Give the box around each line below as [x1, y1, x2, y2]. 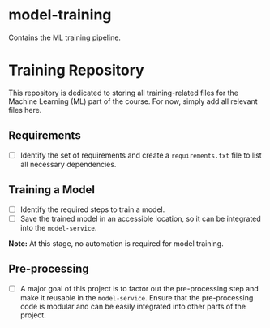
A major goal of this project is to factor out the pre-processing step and [19, 283, 259, 293]
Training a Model [8, 183, 96, 196]
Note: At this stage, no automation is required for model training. [8, 238, 225, 248]
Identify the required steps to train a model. [19, 205, 165, 214]
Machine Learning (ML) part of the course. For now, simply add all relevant [8, 96, 258, 106]
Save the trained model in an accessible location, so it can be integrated [19, 214, 261, 223]
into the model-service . [19, 222, 97, 232]
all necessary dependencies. [19, 159, 117, 169]
